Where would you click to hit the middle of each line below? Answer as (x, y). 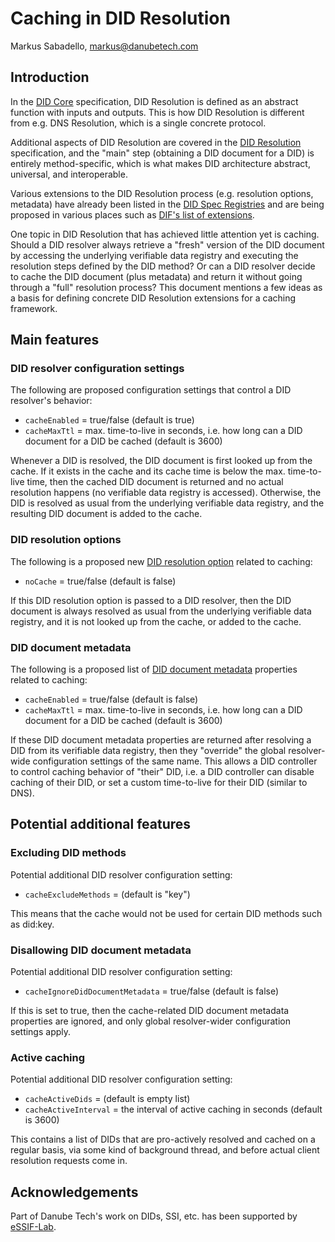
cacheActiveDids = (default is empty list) (107, 1099)
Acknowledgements (74, 1192)
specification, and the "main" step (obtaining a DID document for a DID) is (162, 153)
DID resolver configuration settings (97, 369)
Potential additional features (101, 824)
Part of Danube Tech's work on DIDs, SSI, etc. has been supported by (154, 1216)
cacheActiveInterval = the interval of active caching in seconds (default (173, 1109)
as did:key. (32, 924)
